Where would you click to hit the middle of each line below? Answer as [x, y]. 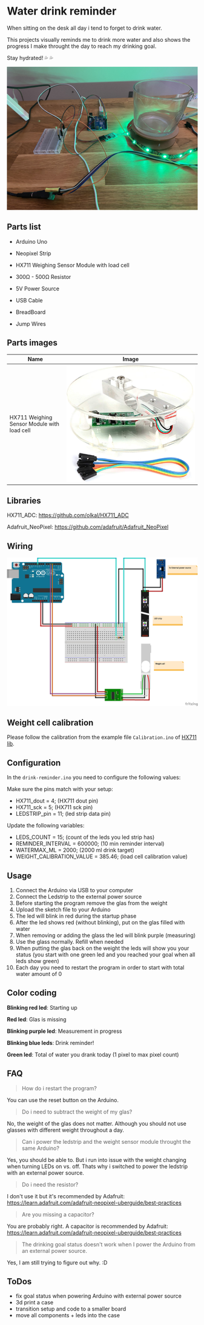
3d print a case [35, 1303]
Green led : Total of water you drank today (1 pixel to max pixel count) [93, 1054]
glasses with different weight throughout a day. [66, 1130]
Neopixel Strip [33, 253]
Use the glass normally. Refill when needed [69, 941]
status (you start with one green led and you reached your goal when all [105, 954]
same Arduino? [41, 1148]
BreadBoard [31, 312]
